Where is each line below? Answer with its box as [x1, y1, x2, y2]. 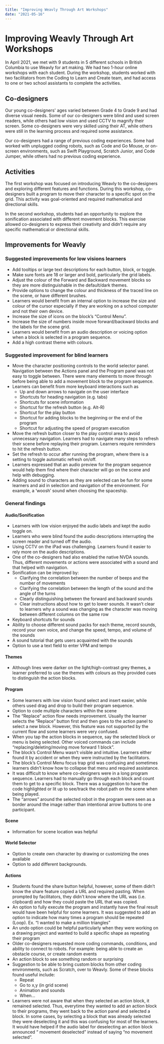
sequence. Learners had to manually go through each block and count [12, 775, 154, 781]
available [12, 856, 30, 862]
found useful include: [12, 972, 55, 978]
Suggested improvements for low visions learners [5, 255, 126, 262]
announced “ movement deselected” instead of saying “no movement [12, 1029, 153, 1035]
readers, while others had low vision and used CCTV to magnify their [5, 118, 144, 124]
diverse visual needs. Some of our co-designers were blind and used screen [5, 113, 159, 119]
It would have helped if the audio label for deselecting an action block [12, 1024, 153, 1030]
